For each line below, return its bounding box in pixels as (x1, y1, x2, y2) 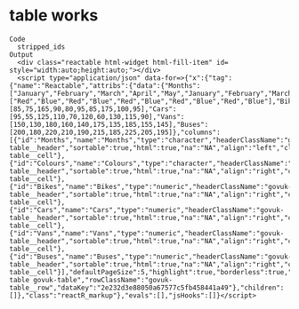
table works (9, 5, 99, 26)
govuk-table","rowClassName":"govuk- (32, 275, 174, 284)
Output (9, 50, 34, 59)
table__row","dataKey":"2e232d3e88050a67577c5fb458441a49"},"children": (9, 283, 285, 292)
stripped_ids (17, 42, 66, 51)
